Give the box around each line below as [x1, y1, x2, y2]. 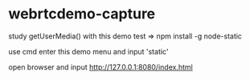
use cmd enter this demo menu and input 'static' [8, 46, 169, 56]
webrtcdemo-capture [8, 5, 156, 23]
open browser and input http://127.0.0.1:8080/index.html [8, 62, 193, 72]
